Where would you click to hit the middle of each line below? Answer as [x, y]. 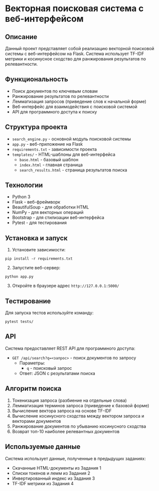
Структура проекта [36, 127]
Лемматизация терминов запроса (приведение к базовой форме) [80, 405]
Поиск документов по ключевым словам [55, 91]
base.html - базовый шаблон [49, 159]
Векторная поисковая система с [74, 9]
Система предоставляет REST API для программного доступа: [70, 348]
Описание [21, 37]
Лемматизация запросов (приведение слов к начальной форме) [79, 101]
